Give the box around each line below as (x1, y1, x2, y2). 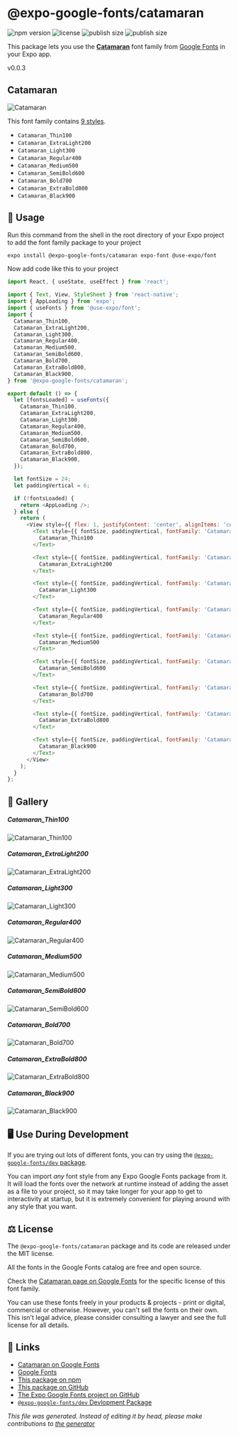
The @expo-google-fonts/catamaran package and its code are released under (7, 1242, 231, 1250)
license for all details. (7, 1321, 69, 1330)
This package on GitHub (17, 1382, 89, 1391)
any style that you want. (7, 1203, 78, 1211)
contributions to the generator (7, 1419, 96, 1428)
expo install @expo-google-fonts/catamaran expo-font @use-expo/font (7, 252, 217, 259)
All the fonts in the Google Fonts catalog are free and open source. (7, 1263, 202, 1272)
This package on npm (17, 1375, 81, 1384)
